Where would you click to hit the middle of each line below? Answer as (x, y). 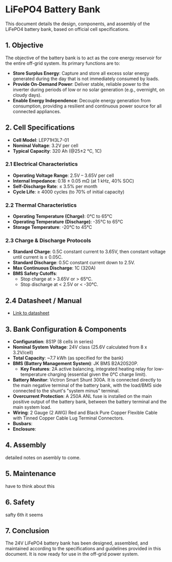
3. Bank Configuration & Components (66, 329)
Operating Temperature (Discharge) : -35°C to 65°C (68, 222)
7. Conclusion (27, 531)
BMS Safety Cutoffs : (35, 274)
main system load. (32, 407)
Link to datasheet (31, 313)
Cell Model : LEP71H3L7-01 (41, 140)
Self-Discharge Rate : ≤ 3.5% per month (55, 186)
